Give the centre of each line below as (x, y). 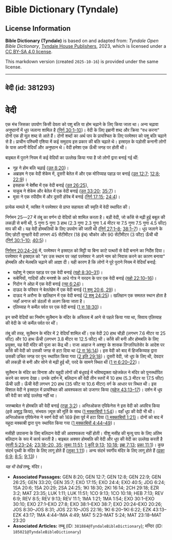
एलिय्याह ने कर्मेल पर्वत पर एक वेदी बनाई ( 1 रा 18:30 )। (57, 307)
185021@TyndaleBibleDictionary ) (47, 532)
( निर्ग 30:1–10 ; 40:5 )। (26, 241)
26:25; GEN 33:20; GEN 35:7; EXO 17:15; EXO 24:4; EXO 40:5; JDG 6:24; (89, 483)
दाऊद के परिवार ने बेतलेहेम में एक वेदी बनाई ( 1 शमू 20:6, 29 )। (64, 290)
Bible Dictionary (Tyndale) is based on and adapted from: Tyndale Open (82, 41)
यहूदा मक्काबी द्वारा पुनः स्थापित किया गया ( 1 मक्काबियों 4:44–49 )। (60, 423)
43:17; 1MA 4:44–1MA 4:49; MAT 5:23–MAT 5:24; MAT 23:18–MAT (92, 515)
